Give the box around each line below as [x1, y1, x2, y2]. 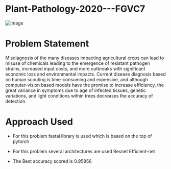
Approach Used [5, 116, 73, 128]
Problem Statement [5, 38, 89, 50]
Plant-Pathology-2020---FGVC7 [5, 3, 145, 15]
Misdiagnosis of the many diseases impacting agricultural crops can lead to [5, 55, 164, 61]
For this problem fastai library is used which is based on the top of [12, 133, 152, 139]
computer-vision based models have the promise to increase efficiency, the [5, 82, 164, 88]
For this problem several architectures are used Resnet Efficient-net [12, 148, 155, 154]
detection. [5, 98, 27, 104]
